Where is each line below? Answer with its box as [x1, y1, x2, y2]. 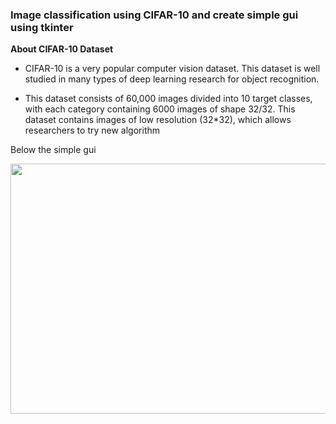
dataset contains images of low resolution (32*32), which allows [24, 114, 292, 126]
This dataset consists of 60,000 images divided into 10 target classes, [24, 93, 313, 105]
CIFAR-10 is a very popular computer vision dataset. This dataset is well [24, 63, 321, 75]
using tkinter [10, 20, 74, 34]
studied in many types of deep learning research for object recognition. [24, 73, 320, 85]
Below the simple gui [10, 144, 97, 156]
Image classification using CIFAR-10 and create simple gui [10, 8, 299, 22]
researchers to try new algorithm [24, 124, 160, 137]
